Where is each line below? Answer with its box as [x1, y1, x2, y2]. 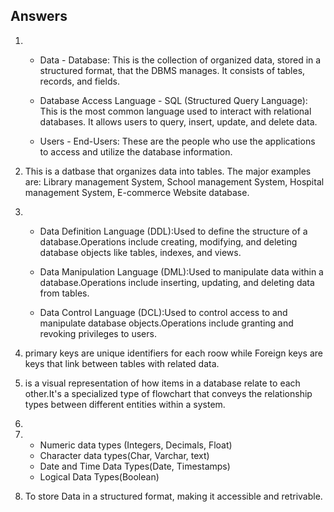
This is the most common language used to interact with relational [39, 105, 312, 117]
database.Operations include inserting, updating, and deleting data [39, 276, 315, 288]
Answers [10, 8, 68, 25]
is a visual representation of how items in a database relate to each [24, 377, 301, 389]
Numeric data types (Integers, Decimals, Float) [39, 439, 233, 451]
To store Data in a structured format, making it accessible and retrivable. [24, 490, 323, 502]
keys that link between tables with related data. [24, 357, 220, 369]
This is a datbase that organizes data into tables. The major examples [24, 165, 312, 177]
